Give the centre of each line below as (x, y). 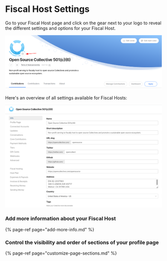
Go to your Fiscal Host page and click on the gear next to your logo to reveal (83, 23)
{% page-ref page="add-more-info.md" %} (50, 229)
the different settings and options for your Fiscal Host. (60, 28)
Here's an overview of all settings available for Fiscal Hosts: (66, 97)
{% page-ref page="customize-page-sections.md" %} (61, 253)
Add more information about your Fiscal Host (61, 219)
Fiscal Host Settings (47, 9)
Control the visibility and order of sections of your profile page (82, 242)
